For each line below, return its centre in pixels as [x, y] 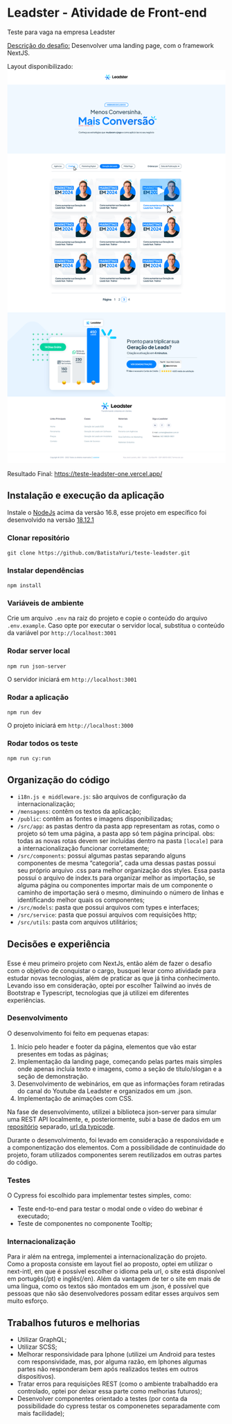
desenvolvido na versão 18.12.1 [51, 520]
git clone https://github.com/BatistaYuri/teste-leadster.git [99, 553]
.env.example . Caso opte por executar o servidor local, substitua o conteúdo [116, 625]
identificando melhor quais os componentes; [81, 900]
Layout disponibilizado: [40, 66]
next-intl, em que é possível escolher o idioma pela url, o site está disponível [116, 1271]
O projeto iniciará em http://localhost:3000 [70, 726]
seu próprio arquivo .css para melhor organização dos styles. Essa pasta [121, 871]
